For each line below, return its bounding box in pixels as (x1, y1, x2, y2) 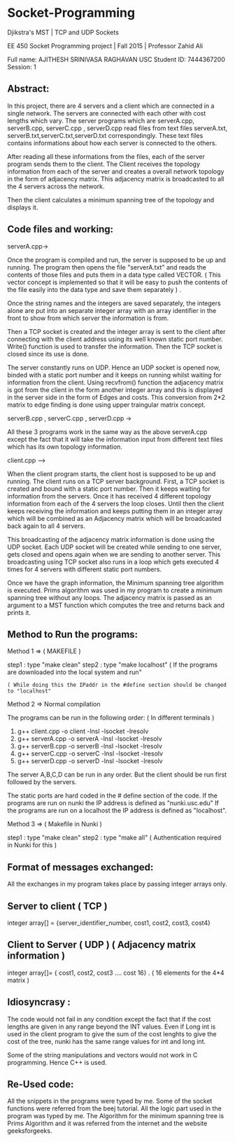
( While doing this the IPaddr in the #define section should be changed (7, 681, 227, 689)
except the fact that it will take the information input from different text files (7, 435, 223, 443)
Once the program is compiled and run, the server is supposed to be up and (7, 256, 226, 264)
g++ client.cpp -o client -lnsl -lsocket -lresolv (17, 727, 149, 736)
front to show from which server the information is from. (7, 314, 169, 322)
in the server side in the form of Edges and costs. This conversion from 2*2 (7, 393, 226, 401)
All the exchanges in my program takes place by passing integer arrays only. (7, 880, 227, 889)
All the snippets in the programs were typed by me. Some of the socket (7, 1097, 213, 1106)
